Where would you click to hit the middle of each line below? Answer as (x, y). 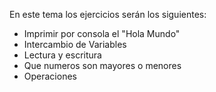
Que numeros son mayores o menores (102, 65)
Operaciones (50, 76)
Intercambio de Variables (75, 44)
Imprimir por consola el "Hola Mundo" (102, 33)
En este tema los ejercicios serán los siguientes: (108, 14)
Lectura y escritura (62, 55)
